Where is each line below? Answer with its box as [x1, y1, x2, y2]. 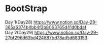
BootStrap [5, 3, 48, 14]
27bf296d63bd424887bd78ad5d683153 [5, 35, 88, 41]
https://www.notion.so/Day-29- [34, 29, 98, 35]
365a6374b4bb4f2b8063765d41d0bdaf [5, 24, 87, 30]
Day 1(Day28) [5, 19, 33, 25]
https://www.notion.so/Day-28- [34, 19, 97, 25]
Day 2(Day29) [5, 29, 34, 35]
